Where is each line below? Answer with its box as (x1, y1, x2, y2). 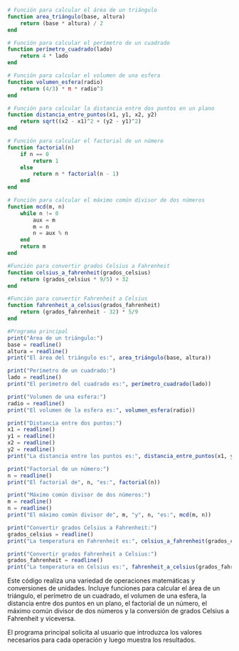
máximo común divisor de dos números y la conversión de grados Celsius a (7, 607, 230, 615)
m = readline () (7, 498, 53, 506)
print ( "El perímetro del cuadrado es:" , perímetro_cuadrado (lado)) (7, 380, 212, 387)
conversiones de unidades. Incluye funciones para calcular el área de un (7, 584, 221, 593)
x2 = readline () (7, 439, 55, 447)
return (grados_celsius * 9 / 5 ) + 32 (20, 276, 129, 283)
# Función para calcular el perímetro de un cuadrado (7, 39, 171, 46)
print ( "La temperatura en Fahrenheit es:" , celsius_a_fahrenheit (7, 537, 205, 545)
